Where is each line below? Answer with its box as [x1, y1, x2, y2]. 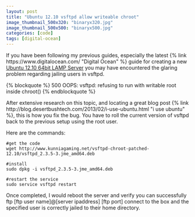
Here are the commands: [6, 129, 66, 136]
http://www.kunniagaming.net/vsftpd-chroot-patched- [19, 146, 150, 151]
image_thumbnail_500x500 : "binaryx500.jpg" [6, 25, 114, 31]
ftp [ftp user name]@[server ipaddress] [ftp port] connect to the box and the [6, 198, 189, 205]
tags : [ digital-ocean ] [6, 36, 61, 42]
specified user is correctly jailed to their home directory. [6, 204, 141, 211]
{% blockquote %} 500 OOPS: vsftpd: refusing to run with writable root [6, 82, 176, 88]
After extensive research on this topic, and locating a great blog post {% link [6, 99, 189, 106]
